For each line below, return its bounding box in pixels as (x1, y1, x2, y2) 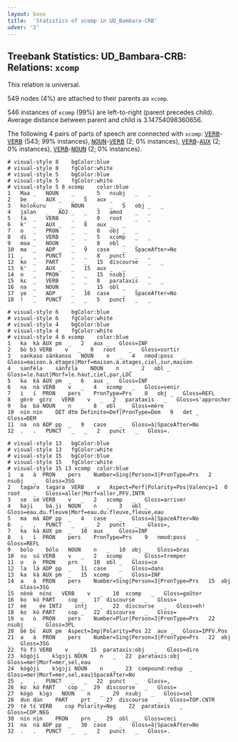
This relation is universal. (7, 80, 81, 89)
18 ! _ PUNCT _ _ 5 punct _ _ (7, 296, 152, 304)
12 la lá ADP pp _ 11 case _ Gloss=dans (7, 565, 164, 573)
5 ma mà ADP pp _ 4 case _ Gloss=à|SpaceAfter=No (7, 515, 200, 523)
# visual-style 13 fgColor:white (7, 446, 113, 454)
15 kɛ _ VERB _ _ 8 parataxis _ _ (7, 277, 164, 285)
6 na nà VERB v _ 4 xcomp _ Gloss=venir (7, 384, 180, 391)
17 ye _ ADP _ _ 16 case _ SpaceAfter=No (7, 290, 177, 297)
